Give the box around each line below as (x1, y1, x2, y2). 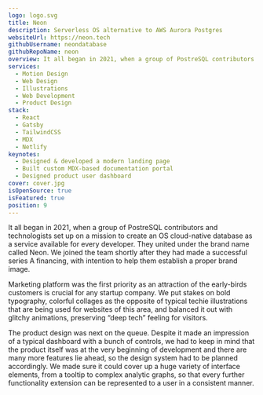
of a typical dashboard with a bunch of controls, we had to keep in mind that (8, 337, 255, 346)
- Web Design (15, 77, 58, 85)
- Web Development (15, 92, 76, 100)
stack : (8, 107, 30, 115)
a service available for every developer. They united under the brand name (8, 240, 250, 249)
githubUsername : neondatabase (8, 41, 108, 49)
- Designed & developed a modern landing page (15, 158, 170, 166)
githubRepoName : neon (8, 48, 79, 56)
